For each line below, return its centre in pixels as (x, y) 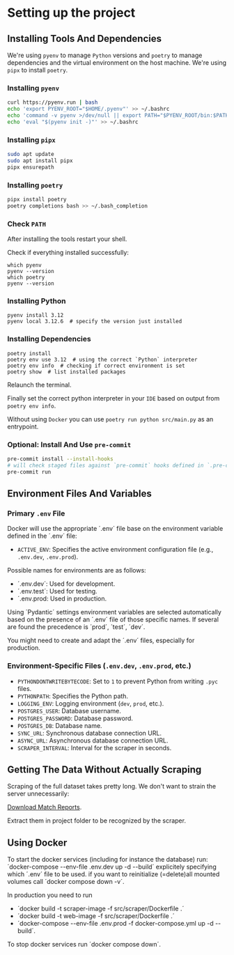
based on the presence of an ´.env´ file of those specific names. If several (113, 620)
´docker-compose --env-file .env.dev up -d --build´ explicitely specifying (112, 867)
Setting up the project (71, 13)
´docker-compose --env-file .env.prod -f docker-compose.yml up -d (115, 924)
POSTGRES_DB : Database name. (60, 725)
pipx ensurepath (31, 167)
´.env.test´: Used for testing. (57, 591)
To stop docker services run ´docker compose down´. (84, 945)
